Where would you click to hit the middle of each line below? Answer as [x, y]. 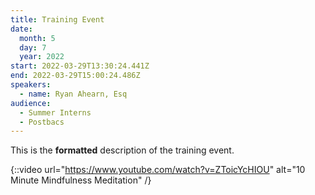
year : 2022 [42, 57]
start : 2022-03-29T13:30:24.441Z [80, 66]
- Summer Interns [55, 112]
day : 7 [33, 47]
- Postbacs [42, 122]
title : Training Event [57, 19]
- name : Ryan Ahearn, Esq [73, 94]
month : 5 [37, 38]
